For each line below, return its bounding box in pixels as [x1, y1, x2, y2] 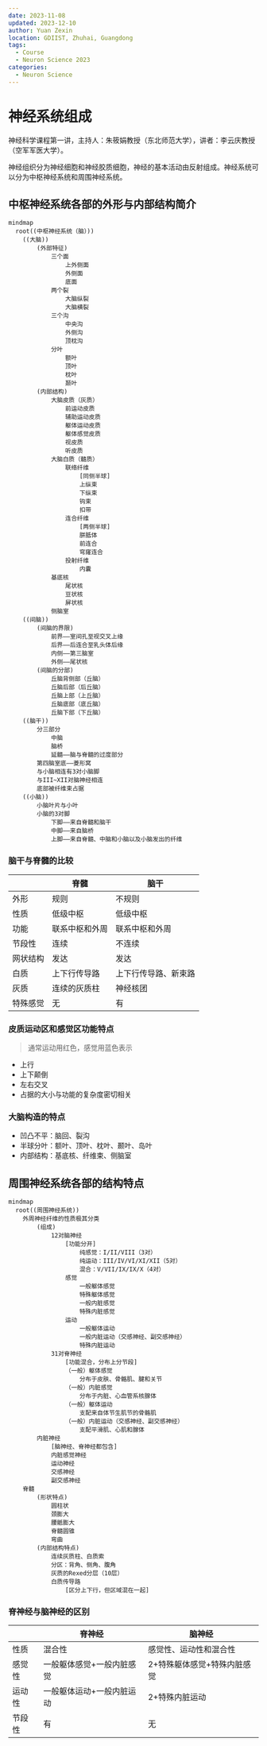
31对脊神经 [50, 1350, 82, 1358]
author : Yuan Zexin [8, 26, 73, 34]
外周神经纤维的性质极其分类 [22, 1215, 100, 1223]
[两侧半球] [79, 523, 111, 531]
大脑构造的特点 [8, 1111, 66, 1122]
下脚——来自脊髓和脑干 [50, 819, 112, 827]
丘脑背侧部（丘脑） [50, 675, 105, 683]
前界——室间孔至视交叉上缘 [50, 633, 124, 641]
